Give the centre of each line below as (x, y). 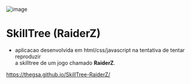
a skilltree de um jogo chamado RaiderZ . (65, 62)
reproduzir (28, 56)
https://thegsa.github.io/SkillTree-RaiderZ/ (58, 74)
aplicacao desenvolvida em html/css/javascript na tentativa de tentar (100, 50)
